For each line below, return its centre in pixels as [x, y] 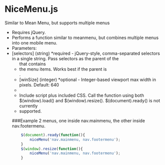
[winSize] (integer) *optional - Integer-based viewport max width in [87, 80]
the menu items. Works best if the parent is [63, 69]
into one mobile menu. [35, 42]
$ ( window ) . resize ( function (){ [52, 149]
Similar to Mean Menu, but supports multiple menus [57, 23]
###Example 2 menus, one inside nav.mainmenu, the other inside [78, 121]
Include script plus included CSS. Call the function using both [82, 95]
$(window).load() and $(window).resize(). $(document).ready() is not [90, 100]
